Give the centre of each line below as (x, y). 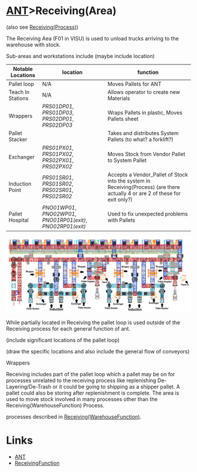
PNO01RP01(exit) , (64, 220)
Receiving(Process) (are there (144, 187)
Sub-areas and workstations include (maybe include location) (81, 56)
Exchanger (22, 157)
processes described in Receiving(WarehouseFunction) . (74, 417)
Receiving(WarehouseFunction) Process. (55, 405)
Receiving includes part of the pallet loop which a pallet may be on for (91, 374)
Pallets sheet (123, 119)
